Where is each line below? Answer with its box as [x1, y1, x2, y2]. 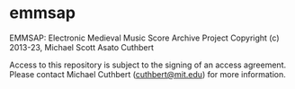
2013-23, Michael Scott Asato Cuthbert [9, 41, 155, 52]
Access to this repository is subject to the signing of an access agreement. [9, 59, 286, 70]
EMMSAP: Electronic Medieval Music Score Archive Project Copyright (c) [9, 32, 281, 43]
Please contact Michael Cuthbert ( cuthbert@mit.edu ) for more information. [9, 68, 286, 79]
